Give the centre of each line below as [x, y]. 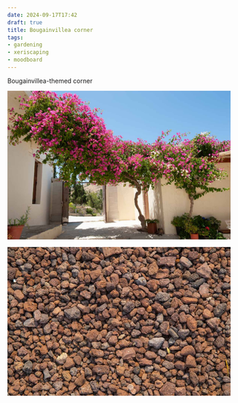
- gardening [25, 45]
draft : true [25, 22]
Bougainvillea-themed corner [50, 81]
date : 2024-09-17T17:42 [42, 15]
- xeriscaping [28, 52]
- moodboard [25, 60]
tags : [15, 38]
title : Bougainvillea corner [50, 30]
